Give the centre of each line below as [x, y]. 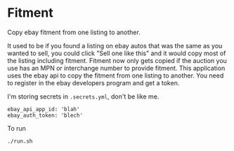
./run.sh [20, 141]
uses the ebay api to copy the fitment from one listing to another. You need [116, 75]
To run [17, 128]
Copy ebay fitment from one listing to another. [74, 32]
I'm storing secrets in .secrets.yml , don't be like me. [83, 96]
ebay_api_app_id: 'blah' [44, 109]
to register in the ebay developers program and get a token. [93, 82]
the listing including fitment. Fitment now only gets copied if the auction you [117, 60]
